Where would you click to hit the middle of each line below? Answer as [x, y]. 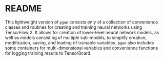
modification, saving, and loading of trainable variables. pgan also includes [80, 42]
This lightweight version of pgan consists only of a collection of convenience [82, 22]
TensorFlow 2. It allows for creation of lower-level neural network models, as [82, 32]
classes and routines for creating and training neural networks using [74, 27]
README [23, 9]
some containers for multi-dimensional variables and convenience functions [82, 48]
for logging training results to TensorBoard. [48, 53]
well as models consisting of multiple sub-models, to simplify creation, [76, 38]
